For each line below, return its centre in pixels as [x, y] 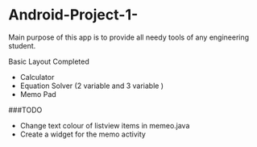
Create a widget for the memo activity [83, 134]
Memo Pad [38, 94]
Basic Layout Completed [49, 61]
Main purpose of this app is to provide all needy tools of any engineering [129, 37]
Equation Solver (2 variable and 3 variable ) [91, 86]
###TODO [25, 110]
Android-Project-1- [73, 15]
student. [22, 45]
